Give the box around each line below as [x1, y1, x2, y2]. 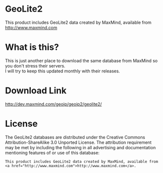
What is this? [5, 42, 60, 53]
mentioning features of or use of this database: [5, 150, 100, 156]
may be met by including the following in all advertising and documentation [5, 144, 156, 150]
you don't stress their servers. [5, 63, 66, 69]
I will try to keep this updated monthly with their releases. [5, 68, 121, 74]
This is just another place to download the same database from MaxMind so [5, 57, 158, 64]
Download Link [5, 85, 67, 96]
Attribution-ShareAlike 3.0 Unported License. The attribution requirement [5, 139, 152, 145]
